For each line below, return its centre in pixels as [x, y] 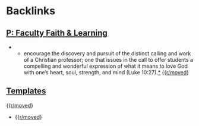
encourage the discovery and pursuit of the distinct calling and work [107, 53]
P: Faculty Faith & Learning [57, 33]
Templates [26, 91]
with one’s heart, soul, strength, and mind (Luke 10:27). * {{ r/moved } [106, 72]
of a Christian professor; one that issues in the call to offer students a [108, 60]
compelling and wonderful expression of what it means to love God [106, 66]
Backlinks [31, 11]
